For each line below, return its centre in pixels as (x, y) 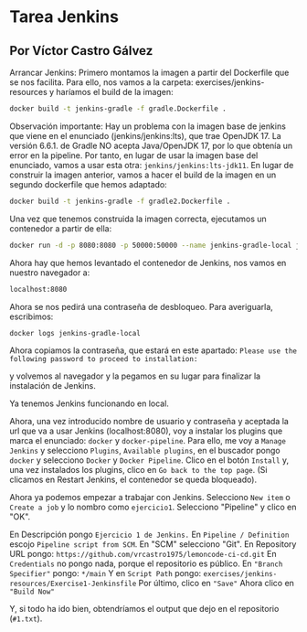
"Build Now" (32, 592)
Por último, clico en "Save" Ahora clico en (217, 584)
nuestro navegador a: (50, 273)
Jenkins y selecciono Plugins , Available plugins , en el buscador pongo (145, 451)
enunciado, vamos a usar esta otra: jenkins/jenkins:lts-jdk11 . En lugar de (152, 165)
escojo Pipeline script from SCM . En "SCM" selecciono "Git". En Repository (153, 544)
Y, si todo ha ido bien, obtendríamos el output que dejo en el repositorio (144, 609)
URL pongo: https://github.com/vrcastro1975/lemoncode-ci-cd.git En (143, 554)
